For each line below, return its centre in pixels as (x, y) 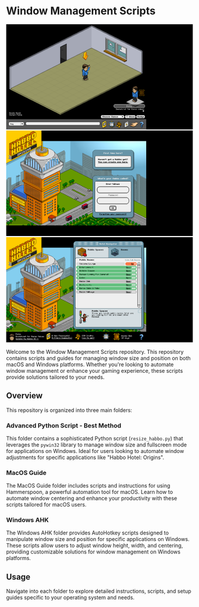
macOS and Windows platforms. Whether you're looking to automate (90, 364)
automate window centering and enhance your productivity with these (92, 498)
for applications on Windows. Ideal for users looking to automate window (95, 451)
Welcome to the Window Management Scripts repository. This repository (95, 351)
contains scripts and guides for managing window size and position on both (99, 358)
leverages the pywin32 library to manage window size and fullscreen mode (97, 445)
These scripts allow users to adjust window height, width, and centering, (95, 546)
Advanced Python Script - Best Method (64, 425)
